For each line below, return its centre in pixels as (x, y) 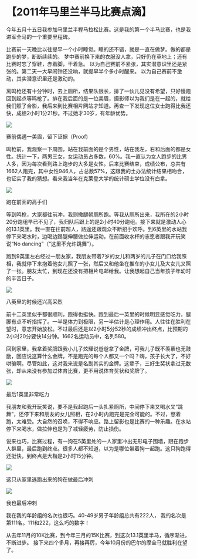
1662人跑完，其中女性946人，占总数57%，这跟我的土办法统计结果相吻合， (97, 171)
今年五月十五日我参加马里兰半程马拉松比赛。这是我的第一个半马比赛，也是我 (98, 29)
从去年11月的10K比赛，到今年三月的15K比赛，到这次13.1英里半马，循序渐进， (98, 535)
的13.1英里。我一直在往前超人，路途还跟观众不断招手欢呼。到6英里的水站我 (97, 229)
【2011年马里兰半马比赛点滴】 (79, 12)
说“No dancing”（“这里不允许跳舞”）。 (52, 244)
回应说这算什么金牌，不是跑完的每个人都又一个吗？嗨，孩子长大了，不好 (103, 356)
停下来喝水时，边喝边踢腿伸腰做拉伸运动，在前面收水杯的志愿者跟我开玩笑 (96, 236)
